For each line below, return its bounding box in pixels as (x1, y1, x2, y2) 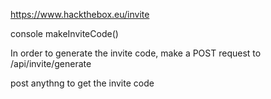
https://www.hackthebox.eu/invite (10, 9, 150, 20)
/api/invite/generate (10, 58, 92, 69)
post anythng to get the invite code (10, 77, 155, 89)
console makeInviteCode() (10, 28, 119, 39)
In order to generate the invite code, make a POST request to (10, 47, 262, 59)
